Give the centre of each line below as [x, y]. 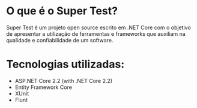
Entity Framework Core [43, 87]
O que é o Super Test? [62, 11]
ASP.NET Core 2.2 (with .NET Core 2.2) [64, 81]
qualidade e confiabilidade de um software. [60, 40]
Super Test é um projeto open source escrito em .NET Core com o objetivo [98, 27]
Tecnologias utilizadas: [65, 64]
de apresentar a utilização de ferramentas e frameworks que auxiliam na [96, 33]
